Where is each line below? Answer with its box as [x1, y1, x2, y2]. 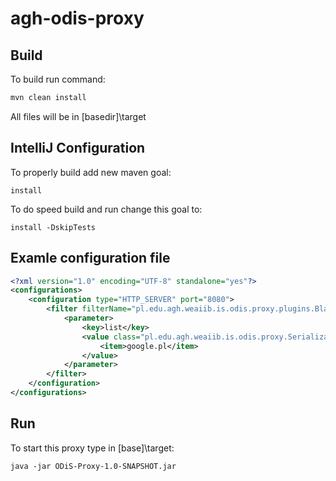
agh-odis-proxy [10, 7, 145, 30]
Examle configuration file [10, 250, 171, 267]
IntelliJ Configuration [10, 140, 146, 157]
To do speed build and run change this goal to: [10, 203, 203, 215]
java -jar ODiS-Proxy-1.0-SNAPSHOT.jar [10, 461, 177, 471]
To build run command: [10, 73, 106, 85]
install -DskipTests [10, 222, 97, 232]
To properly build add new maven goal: [10, 166, 172, 178]
